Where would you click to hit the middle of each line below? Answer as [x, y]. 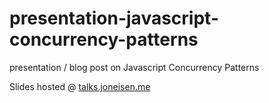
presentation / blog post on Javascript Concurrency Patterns [134, 67]
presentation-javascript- [114, 18]
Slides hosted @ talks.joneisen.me [80, 86]
